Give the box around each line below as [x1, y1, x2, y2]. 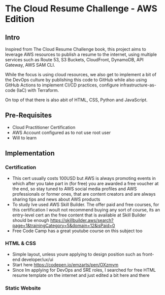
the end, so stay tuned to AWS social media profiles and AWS [12, 186, 137, 192]
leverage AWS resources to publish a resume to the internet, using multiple [5, 51, 157, 57]
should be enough [12, 217, 49, 223]
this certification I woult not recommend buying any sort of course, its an [12, 207, 160, 212]
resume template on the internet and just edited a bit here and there [12, 272, 150, 278]
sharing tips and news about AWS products [12, 196, 100, 202]
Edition [5, 13, 34, 25]
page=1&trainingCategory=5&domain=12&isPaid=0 [12, 222, 115, 228]
